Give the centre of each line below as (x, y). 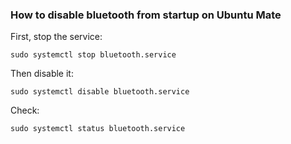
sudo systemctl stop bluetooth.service (93, 55)
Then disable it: (42, 74)
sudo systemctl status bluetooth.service (98, 129)
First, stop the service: (56, 37)
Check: (25, 110)
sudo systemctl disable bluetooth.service (100, 92)
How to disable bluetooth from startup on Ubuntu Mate (146, 15)
